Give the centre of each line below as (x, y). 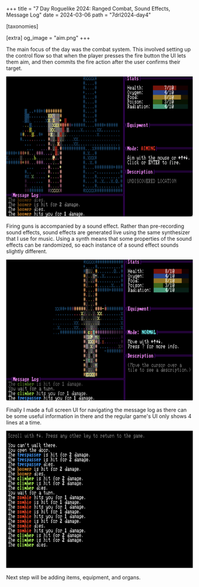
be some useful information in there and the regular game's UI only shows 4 (99, 416)
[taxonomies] (22, 26)
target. (14, 68)
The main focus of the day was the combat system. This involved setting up (99, 49)
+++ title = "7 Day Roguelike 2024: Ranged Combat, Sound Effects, (88, 9)
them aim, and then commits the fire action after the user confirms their (93, 62)
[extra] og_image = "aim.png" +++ (48, 38)
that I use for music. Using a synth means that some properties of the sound (99, 239)
